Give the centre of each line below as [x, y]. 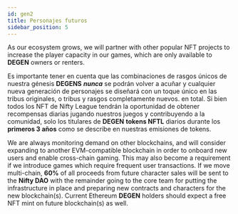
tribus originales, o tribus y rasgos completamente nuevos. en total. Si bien [117, 99]
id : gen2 [20, 14]
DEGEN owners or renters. [46, 63]
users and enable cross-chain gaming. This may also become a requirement [119, 158]
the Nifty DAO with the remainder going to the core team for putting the [112, 181]
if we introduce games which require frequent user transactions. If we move [119, 166]
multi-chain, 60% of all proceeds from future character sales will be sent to [118, 173]
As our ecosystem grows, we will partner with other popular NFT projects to [119, 48]
